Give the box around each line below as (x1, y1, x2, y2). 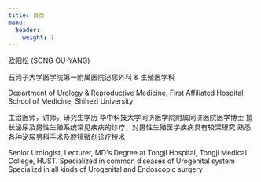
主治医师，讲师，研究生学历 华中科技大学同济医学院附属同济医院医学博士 (8, 113, 244, 122)
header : (15, 26, 41, 34)
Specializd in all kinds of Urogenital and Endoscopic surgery (8, 165, 203, 174)
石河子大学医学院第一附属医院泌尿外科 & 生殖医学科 (8, 72, 175, 82)
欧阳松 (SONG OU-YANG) (8, 56, 90, 65)
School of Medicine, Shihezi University (8, 96, 134, 106)
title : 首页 (8, 11, 45, 20)
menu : (8, 19, 26, 27)
